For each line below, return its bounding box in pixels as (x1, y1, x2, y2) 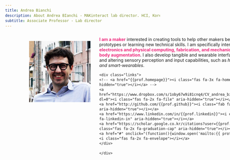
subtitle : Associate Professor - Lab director (5, 18, 102, 23)
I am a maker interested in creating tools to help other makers (99, 37, 224, 43)
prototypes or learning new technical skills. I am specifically (99, 42, 220, 47)
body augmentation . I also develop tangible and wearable (99, 52, 217, 58)
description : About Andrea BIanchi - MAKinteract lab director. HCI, (5, 13, 151, 18)
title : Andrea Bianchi (5, 8, 52, 13)
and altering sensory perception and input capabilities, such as (99, 57, 227, 63)
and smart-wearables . (99, 63, 145, 69)
